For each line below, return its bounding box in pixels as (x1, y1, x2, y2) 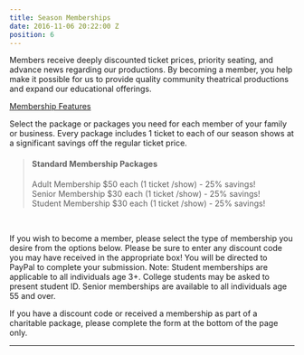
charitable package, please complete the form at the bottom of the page (9, 317, 279, 328)
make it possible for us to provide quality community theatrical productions (9, 74, 290, 85)
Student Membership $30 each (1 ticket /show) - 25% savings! (31, 198, 266, 209)
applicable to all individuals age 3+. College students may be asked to (9, 271, 270, 282)
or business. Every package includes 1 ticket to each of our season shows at (9, 128, 294, 139)
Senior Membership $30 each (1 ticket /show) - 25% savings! (31, 188, 261, 199)
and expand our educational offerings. (9, 83, 152, 95)
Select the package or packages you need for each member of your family (9, 118, 288, 129)
